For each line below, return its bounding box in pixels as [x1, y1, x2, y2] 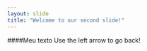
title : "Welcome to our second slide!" [7, 17, 125, 24]
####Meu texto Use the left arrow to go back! [7, 36, 141, 44]
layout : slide [7, 10, 49, 17]
